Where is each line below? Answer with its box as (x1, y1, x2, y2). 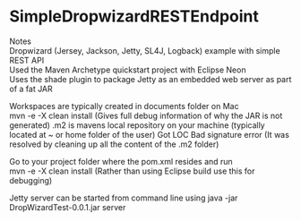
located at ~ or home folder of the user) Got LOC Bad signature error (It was (9, 129, 289, 140)
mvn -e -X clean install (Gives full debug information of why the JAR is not (9, 110, 283, 121)
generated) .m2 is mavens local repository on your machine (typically (9, 119, 266, 131)
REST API (9, 55, 45, 65)
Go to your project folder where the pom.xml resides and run (9, 156, 233, 166)
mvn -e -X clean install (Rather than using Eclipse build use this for (9, 166, 255, 176)
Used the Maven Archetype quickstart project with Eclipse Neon (9, 64, 246, 75)
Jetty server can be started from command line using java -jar (9, 192, 238, 203)
